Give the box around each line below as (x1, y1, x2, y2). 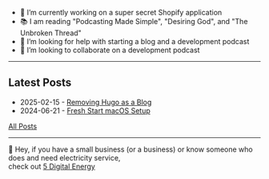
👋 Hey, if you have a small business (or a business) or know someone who (8, 144, 254, 154)
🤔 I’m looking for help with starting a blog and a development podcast (19, 37, 250, 46)
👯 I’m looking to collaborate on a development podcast (19, 45, 200, 55)
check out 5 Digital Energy (8, 161, 96, 171)
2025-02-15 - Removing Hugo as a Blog (19, 97, 152, 107)
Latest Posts (8, 76, 72, 90)
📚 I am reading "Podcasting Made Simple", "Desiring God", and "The (19, 17, 248, 26)
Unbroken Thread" (19, 28, 82, 38)
